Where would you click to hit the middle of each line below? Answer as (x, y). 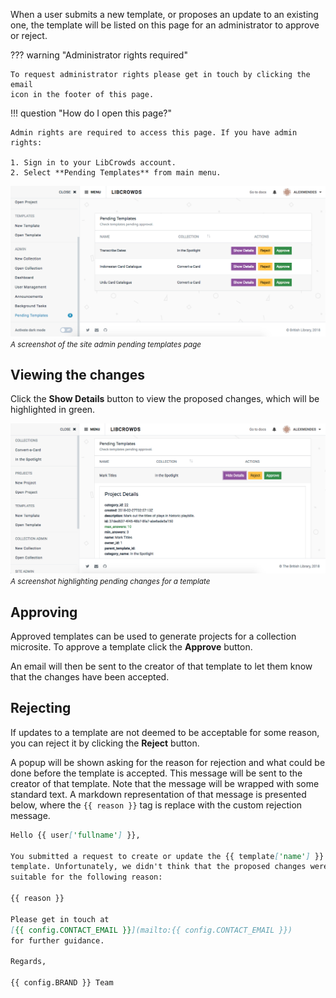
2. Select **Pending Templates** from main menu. (116, 173)
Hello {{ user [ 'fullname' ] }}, (75, 835)
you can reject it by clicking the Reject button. (105, 743)
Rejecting (41, 708)
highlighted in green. (53, 410)
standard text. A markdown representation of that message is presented (158, 794)
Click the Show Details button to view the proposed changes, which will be (165, 399)
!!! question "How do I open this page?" (91, 113)
